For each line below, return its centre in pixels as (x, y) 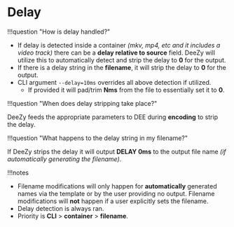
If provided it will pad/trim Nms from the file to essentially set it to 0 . (126, 90)
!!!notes (18, 172)
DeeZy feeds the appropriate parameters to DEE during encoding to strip (113, 117)
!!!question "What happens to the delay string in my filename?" (97, 138)
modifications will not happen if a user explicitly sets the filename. (113, 201)
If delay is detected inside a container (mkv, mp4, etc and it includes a (119, 45)
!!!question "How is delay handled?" (59, 32)
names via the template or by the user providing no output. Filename (116, 193)
